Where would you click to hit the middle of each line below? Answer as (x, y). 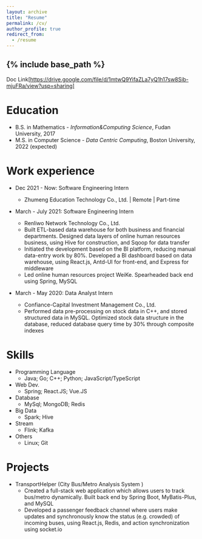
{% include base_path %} (56, 65)
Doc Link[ (18, 79)
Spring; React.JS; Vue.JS (56, 391)
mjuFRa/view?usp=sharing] (40, 86)
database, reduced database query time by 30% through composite (109, 324)
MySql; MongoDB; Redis (55, 404)
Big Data (26, 410)
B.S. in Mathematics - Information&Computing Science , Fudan (93, 127)
